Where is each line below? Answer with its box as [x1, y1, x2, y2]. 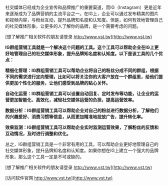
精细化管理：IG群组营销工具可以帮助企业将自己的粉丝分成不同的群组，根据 [5, 67, 159, 73]
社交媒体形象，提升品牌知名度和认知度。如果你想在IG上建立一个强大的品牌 [5, 147, 159, 153]
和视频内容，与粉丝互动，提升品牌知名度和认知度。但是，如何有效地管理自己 [5, 17, 163, 22]
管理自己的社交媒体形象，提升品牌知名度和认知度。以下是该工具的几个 [13, 50, 158, 56]
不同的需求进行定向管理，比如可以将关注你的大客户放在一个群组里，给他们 [5, 74, 158, 79]
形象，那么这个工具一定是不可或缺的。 [5, 154, 84, 159]
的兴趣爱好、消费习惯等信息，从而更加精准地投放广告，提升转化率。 [5, 114, 145, 119]
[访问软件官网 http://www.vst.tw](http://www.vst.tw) [5, 175, 113, 181]
